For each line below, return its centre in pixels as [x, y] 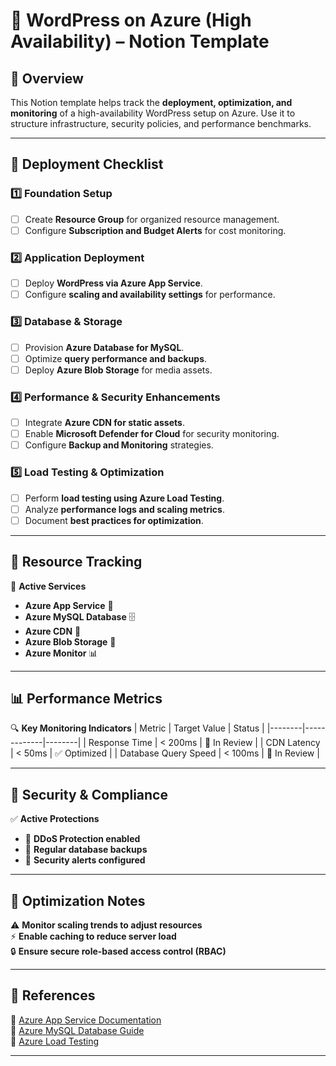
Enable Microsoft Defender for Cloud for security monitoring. [152, 434]
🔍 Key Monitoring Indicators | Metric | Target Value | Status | [137, 728]
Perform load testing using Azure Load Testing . [124, 498]
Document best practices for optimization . [114, 520]
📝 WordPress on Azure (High [131, 20]
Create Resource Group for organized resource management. [152, 219]
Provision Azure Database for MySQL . [104, 347]
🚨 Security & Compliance [89, 794]
